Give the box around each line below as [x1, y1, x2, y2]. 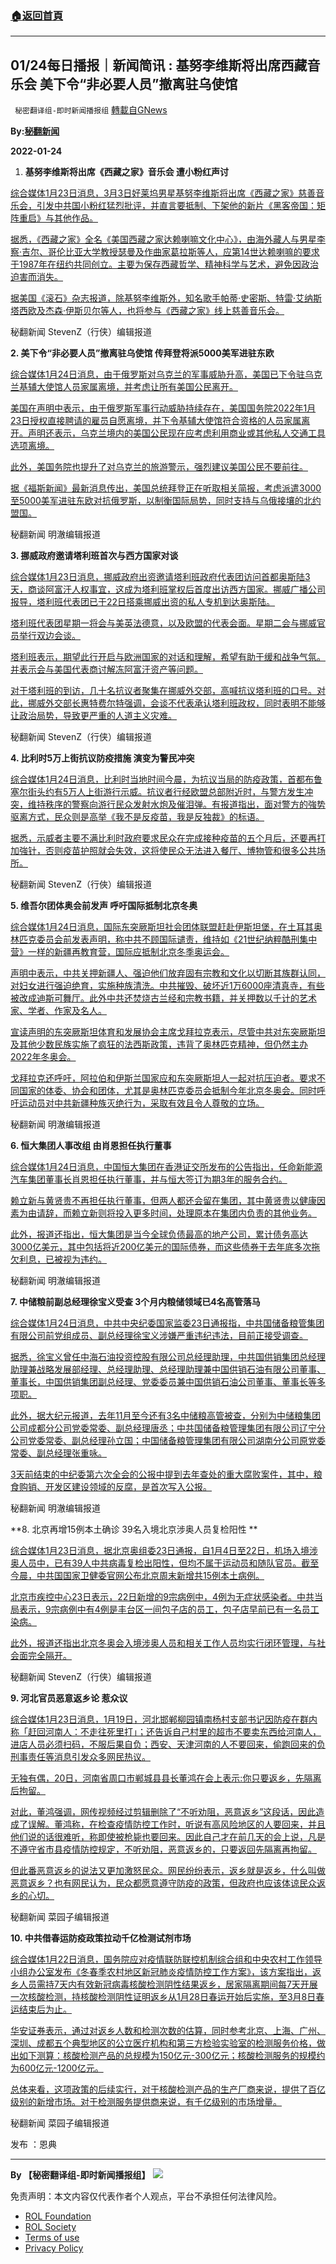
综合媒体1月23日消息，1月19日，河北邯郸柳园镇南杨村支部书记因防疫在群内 [10, 1713, 318, 1726]
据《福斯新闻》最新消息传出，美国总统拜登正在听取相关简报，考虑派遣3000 [10, 482, 322, 494]
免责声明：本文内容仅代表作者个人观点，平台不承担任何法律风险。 [10, 2190, 282, 2202]
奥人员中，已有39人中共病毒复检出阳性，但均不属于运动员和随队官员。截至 [10, 1557, 320, 1569]
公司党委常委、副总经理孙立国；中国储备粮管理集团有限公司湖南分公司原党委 [10, 1435, 326, 1447]
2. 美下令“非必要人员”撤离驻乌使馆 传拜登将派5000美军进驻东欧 [10, 347, 275, 359]
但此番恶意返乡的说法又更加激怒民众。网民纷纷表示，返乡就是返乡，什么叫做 [10, 1865, 326, 1877]
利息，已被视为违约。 [18, 1253, 107, 1266]
